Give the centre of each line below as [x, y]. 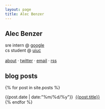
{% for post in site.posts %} [33, 88]
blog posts [21, 76]
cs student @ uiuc [23, 50]
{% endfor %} [19, 102]
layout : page [18, 9]
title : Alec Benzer [25, 14]
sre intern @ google [25, 45]
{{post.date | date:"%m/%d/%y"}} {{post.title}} [52, 97]
